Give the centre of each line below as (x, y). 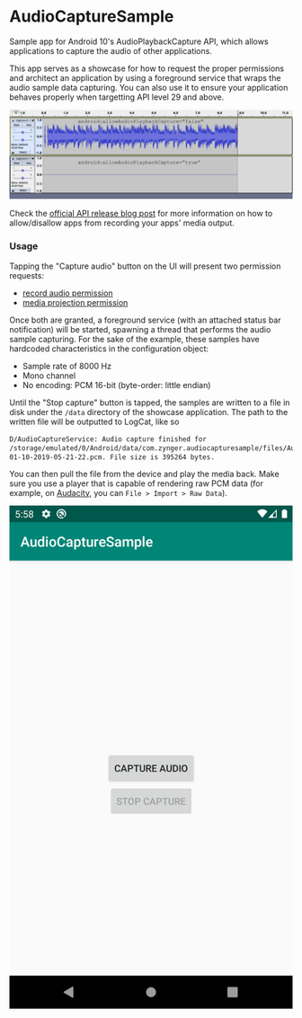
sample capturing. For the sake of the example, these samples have (134, 339)
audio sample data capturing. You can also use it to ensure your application (149, 87)
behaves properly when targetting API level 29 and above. (117, 97)
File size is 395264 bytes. (162, 457)
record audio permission (68, 293)
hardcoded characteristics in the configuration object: (109, 349)
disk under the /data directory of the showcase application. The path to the (149, 412)
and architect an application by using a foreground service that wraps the (145, 77)
